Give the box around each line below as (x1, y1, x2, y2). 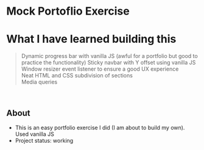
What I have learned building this (6, 32, 177, 46)
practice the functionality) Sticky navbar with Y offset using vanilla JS (21, 59, 196, 66)
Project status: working (15, 137, 74, 144)
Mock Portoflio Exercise (6, 4, 130, 18)
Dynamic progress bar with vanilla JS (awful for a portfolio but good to (21, 52, 198, 60)
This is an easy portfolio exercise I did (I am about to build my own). (15, 124, 185, 131)
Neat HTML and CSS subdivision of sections (21, 72, 133, 79)
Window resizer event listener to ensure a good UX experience (21, 65, 179, 73)
